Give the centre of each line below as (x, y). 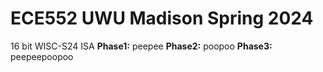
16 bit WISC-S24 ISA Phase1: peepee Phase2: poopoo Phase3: (141, 46)
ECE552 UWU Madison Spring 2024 (162, 18)
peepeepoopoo (42, 56)
